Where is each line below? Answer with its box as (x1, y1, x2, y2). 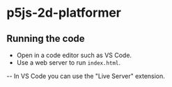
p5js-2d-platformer (6, 5, 122, 21)
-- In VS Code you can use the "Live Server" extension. (6, 72, 165, 80)
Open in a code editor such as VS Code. (16, 51, 132, 59)
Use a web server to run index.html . (16, 58, 121, 67)
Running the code (6, 33, 85, 45)
